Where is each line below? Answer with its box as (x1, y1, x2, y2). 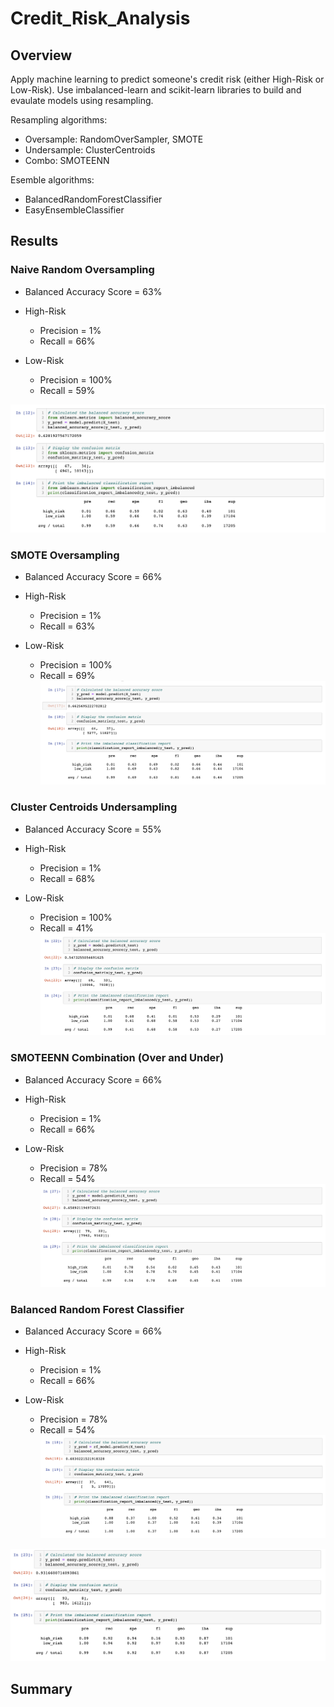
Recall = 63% (39, 620, 96, 632)
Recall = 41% (39, 922, 94, 934)
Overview (10, 47, 73, 64)
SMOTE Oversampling (10, 548, 120, 562)
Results (10, 233, 59, 250)
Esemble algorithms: (10, 174, 95, 186)
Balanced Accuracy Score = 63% (24, 285, 163, 297)
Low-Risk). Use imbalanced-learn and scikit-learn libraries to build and (10, 84, 302, 96)
